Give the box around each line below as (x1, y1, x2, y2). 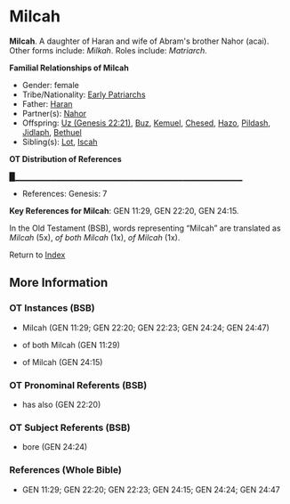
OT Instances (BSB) (9, 302, 95, 314)
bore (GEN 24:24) (21, 442, 88, 452)
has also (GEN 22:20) (21, 399, 101, 410)
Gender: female (21, 79, 80, 90)
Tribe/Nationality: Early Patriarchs (21, 89, 146, 100)
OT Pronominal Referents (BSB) (9, 378, 148, 391)
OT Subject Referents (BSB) (9, 421, 131, 434)
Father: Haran (21, 98, 73, 109)
